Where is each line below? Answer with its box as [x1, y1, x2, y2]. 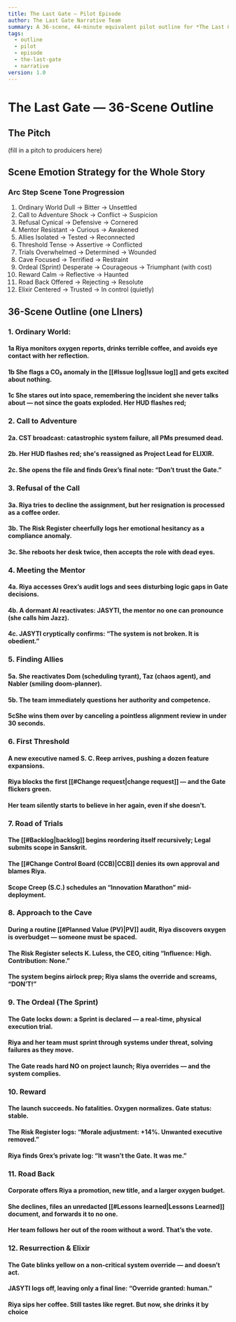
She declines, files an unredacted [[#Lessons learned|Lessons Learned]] [8, 1202, 225, 1210]
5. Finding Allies [8, 655, 64, 665]
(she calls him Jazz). [8, 613, 69, 622]
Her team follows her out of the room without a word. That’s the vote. [8, 1226, 213, 1234]
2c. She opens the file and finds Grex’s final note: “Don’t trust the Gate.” [8, 465, 222, 474]
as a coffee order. [8, 508, 60, 516]
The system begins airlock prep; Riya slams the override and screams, [8, 972, 217, 981]
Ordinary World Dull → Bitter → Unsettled [18, 203, 137, 211]
